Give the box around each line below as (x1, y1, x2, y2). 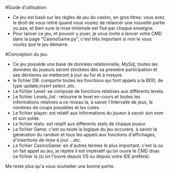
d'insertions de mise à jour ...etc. (12, 137, 81, 143)
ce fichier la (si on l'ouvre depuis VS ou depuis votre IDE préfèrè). (12, 153, 150, 159)
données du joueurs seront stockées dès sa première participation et (12, 66, 158, 72)
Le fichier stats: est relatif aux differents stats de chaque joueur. (12, 121, 147, 127)
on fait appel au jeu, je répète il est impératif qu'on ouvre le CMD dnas (12, 148, 160, 154)
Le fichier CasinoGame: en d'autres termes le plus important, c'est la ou (12, 142, 164, 148)
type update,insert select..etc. (12, 83, 76, 89)
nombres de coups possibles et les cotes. (12, 105, 100, 110)
